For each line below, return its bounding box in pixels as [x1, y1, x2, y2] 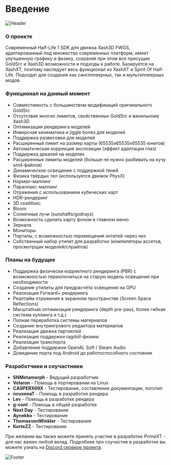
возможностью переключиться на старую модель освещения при [12, 273, 159, 280]
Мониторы [12, 227, 36, 234]
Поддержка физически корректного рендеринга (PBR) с [12, 268, 137, 274]
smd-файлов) [12, 162, 42, 168]
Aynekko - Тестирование [12, 413, 68, 419]
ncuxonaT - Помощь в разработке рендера [12, 391, 108, 397]
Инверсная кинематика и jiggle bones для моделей [12, 129, 126, 135]
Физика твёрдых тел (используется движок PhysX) [12, 172, 125, 179]
